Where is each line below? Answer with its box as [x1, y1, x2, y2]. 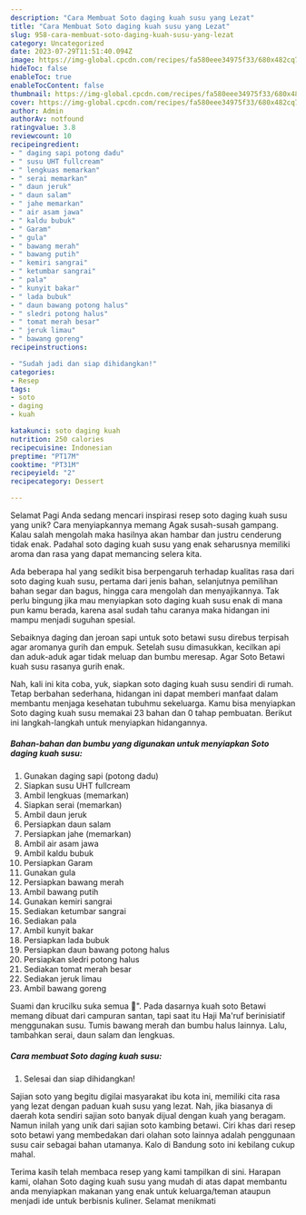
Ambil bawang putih [23, 886, 99, 897]
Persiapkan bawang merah [23, 876, 124, 887]
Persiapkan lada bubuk [23, 934, 110, 945]
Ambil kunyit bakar [23, 924, 94, 936]
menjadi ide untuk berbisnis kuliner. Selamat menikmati [10, 1195, 216, 1206]
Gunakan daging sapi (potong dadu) [23, 770, 159, 782]
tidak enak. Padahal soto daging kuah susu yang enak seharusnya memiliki [10, 539, 291, 550]
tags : [10, 384, 31, 393]
